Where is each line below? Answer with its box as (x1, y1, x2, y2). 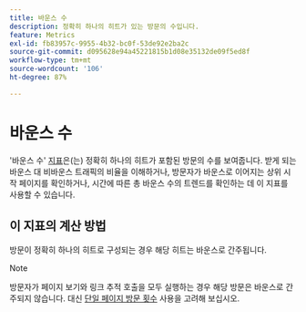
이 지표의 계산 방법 (9, 218, 107, 234)
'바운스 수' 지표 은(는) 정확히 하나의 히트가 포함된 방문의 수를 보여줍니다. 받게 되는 (9, 154, 297, 165)
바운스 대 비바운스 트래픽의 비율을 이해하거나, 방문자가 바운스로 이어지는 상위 (9, 166, 282, 177)
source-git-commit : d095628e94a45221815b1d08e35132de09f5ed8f (9, 47, 250, 57)
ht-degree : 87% (9, 73, 67, 82)
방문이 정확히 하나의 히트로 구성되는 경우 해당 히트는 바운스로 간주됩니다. (9, 244, 267, 255)
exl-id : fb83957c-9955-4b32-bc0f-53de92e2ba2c (9, 38, 189, 48)
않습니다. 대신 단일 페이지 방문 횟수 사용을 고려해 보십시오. (33, 293, 240, 304)
